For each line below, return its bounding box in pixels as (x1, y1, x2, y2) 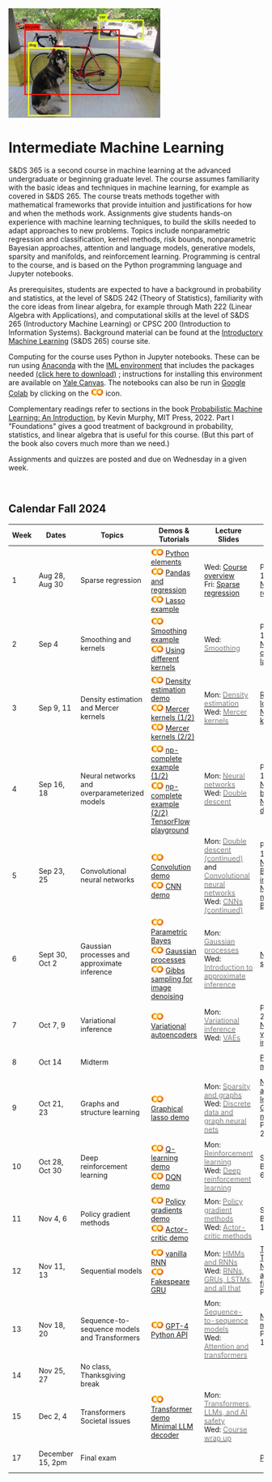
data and (203, 1107, 234, 1117)
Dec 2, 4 (38, 1411, 67, 1421)
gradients (151, 1205, 183, 1214)
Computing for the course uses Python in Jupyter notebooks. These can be (8, 352, 261, 362)
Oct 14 (38, 1057, 62, 1067)
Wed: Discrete (203, 1099, 251, 1108)
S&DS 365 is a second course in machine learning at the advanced (8, 165, 232, 175)
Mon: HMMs (203, 1249, 245, 1258)
